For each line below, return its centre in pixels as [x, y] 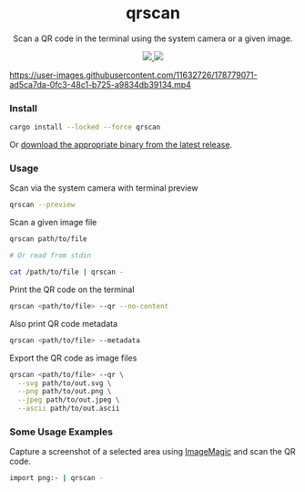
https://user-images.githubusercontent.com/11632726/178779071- [133, 75]
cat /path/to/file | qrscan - [67, 272]
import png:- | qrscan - [56, 478]
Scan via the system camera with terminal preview [104, 188]
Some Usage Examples [61, 432]
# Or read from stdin [51, 256]
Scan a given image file [53, 223]
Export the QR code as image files [73, 358]
